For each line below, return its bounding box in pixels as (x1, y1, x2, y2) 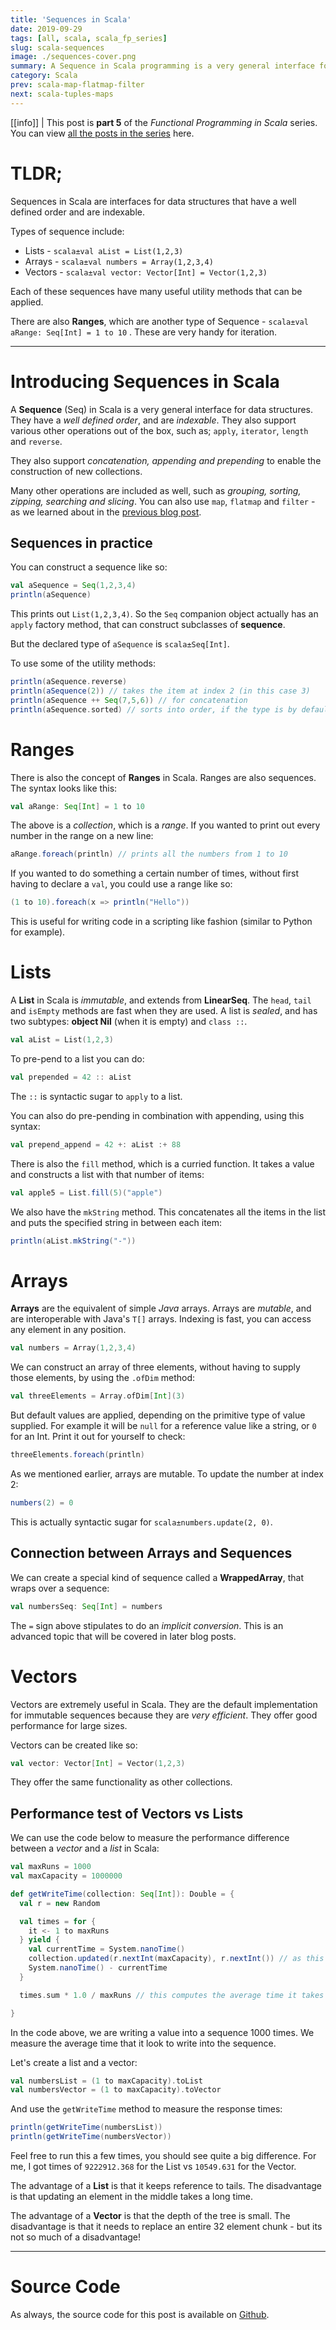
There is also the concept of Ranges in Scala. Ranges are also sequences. (10, 771, 317, 783)
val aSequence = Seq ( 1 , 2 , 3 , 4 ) (10, 581, 137, 591)
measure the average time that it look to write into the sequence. (10, 2037, 277, 2049)
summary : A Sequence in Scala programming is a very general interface (10, 61, 315, 71)
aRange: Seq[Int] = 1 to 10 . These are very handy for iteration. (10, 326, 278, 338)
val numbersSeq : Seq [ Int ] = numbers (10, 1601, 163, 1611)
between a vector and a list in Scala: (10, 1842, 160, 1855)
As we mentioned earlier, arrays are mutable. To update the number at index (10, 1468, 324, 1480)
